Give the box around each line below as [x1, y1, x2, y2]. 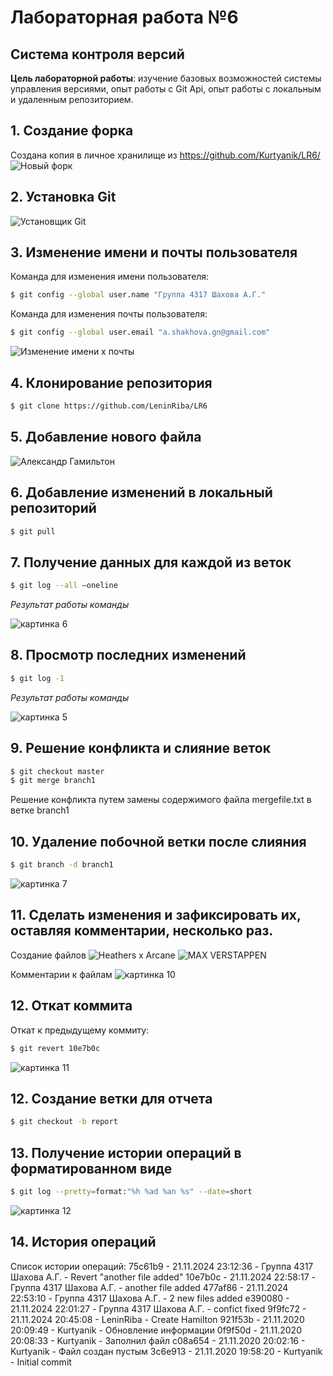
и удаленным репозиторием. [10, 94, 134, 105]
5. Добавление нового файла [10, 429, 202, 446]
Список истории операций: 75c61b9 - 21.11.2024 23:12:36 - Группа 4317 [10, 1260, 314, 1272]
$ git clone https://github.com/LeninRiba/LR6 [10, 401, 208, 411]
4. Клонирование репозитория [10, 374, 213, 391]
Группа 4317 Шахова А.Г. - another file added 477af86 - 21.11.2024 [10, 1281, 289, 1293]
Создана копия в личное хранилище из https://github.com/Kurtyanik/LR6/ [10, 149, 321, 161]
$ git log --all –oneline [10, 581, 118, 591]
